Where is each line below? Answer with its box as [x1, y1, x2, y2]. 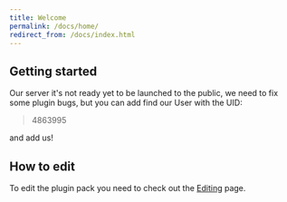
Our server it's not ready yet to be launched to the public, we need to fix [9, 88, 279, 99]
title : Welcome [9, 13, 67, 23]
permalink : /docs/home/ [9, 22, 100, 31]
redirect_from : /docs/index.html [9, 30, 136, 39]
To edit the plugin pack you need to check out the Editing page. [9, 183, 246, 193]
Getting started [9, 63, 98, 79]
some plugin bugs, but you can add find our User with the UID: [9, 97, 243, 109]
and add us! [9, 132, 54, 143]
